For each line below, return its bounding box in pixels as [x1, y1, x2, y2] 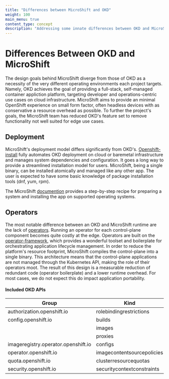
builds [96, 316, 111, 323]
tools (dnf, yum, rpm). [5, 178, 50, 184]
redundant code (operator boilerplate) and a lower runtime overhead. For [5, 269, 156, 276]
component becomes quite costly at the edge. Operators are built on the [5, 232, 155, 238]
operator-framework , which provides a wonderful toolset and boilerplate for [5, 238, 162, 244]
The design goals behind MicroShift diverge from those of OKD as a [5, 75, 146, 81]
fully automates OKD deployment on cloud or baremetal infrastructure [18, 151, 163, 157]
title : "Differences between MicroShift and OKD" [5, 7, 112, 13]
